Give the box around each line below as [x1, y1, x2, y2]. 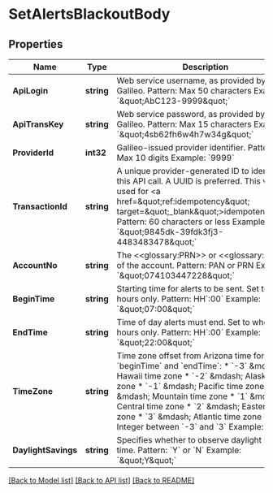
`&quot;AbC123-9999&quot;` [116, 95, 231, 106]
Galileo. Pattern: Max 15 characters [116, 119, 252, 130]
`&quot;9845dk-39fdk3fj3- [116, 227, 224, 237]
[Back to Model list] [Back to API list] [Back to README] [8, 476, 195, 485]
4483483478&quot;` [116, 236, 197, 248]
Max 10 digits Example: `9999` [116, 152, 235, 163]
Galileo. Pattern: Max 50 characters [116, 85, 252, 96]
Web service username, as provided [116, 75, 254, 86]
